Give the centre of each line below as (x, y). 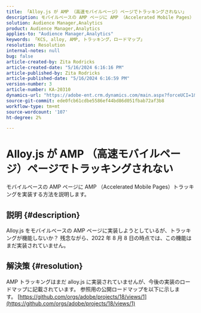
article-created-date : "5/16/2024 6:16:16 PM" (65, 67)
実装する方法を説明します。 (56, 195)
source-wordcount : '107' (37, 112)
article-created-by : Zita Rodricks (51, 62)
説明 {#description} (43, 215)
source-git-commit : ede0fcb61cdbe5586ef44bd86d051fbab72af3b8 (85, 101)
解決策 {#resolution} (45, 266)
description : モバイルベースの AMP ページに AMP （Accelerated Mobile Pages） (100, 17)
